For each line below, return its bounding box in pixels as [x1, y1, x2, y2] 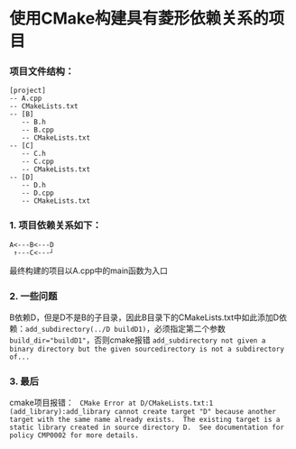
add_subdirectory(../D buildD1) [25, 325, 147, 334]
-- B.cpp [21, 125, 54, 135]
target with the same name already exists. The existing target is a [9, 416, 281, 425]
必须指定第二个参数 [153, 324, 226, 334]
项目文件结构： [9, 65, 75, 78]
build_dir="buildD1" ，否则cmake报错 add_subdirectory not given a [9, 334, 266, 345]
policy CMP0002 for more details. [9, 431, 140, 440]
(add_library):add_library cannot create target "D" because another [9, 408, 277, 417]
